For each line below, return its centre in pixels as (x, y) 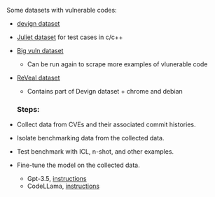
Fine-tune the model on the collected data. (78, 165)
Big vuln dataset (40, 51)
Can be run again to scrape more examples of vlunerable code (117, 64)
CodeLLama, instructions (63, 186)
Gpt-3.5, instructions (57, 179)
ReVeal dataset (38, 78)
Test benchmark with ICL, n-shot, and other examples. (95, 152)
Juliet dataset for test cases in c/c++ (70, 37)
